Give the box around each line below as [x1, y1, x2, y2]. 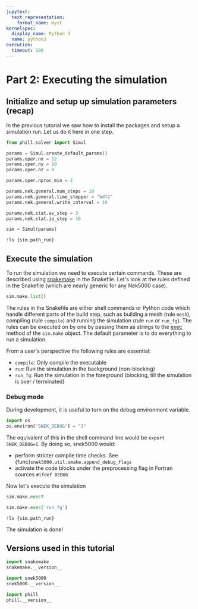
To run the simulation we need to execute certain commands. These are [6, 269, 183, 277]
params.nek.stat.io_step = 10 [6, 215, 81, 222]
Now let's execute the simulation [6, 482, 86, 489]
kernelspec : [6, 25, 36, 32]
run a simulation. [6, 335, 47, 343]
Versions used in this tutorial [6, 543, 115, 553]
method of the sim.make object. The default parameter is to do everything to [6, 329, 191, 337]
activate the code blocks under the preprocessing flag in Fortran [14, 464, 173, 472]
